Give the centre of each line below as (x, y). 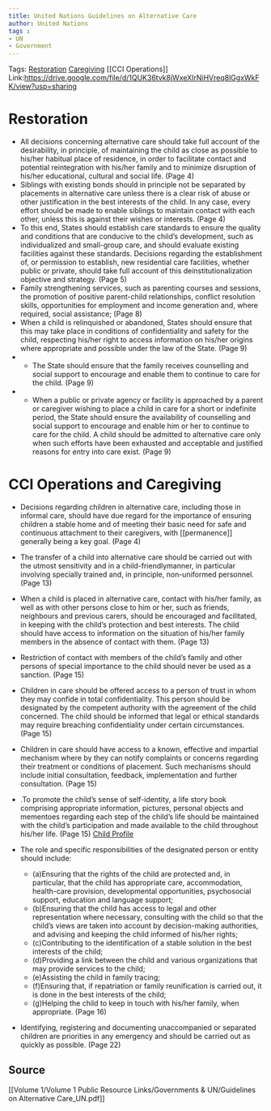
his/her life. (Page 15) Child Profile (77, 834)
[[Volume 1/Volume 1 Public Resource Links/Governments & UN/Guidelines (132, 1090)
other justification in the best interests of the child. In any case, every (135, 202)
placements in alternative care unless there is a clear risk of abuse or (135, 193)
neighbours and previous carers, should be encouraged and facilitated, (138, 616)
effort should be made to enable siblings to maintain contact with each (138, 211)
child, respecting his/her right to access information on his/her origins (136, 340)
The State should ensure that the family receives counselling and (140, 366)
